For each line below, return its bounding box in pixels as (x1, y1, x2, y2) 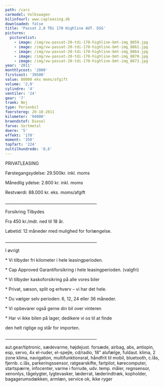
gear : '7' (5, 95, 26, 100)
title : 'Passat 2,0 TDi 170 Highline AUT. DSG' (5, 26, 106, 31)
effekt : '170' (5, 133, 35, 138)
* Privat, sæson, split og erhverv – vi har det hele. (5, 286, 107, 292)
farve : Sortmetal (5, 123, 41, 128)
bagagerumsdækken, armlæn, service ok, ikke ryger (5, 376, 113, 382)
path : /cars (5, 7, 30, 12)
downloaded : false (5, 21, 43, 26)
